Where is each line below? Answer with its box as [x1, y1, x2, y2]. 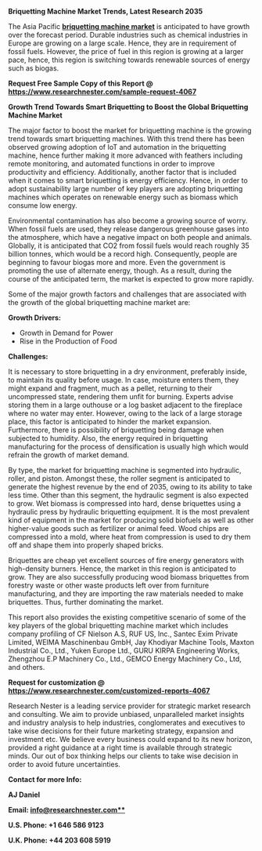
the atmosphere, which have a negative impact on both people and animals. [8, 233, 253, 242]
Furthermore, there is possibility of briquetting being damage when [8, 425, 224, 435]
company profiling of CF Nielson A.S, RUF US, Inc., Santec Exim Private [8, 629, 239, 638]
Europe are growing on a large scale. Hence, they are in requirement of [8, 38, 237, 48]
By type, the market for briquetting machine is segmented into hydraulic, [8, 466, 242, 475]
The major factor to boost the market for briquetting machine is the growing [8, 125, 252, 135]
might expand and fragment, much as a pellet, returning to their [8, 384, 213, 393]
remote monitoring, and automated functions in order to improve [8, 159, 215, 168]
